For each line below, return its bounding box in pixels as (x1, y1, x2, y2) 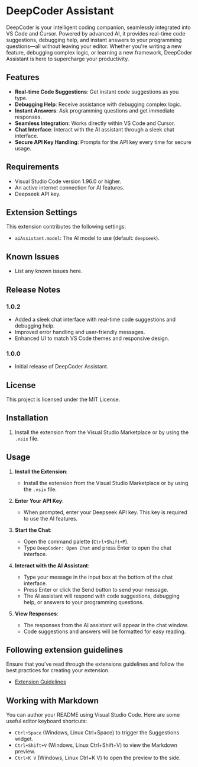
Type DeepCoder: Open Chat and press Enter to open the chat (23, 544, 171, 551)
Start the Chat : (14, 526, 52, 534)
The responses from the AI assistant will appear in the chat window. (23, 621, 189, 628)
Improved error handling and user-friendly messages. (14, 328, 145, 335)
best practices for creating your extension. (6, 667, 110, 674)
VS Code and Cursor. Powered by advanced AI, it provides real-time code (6, 30, 186, 37)
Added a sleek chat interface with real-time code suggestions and (14, 316, 176, 323)
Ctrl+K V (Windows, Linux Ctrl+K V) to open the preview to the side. (14, 754, 181, 762)
